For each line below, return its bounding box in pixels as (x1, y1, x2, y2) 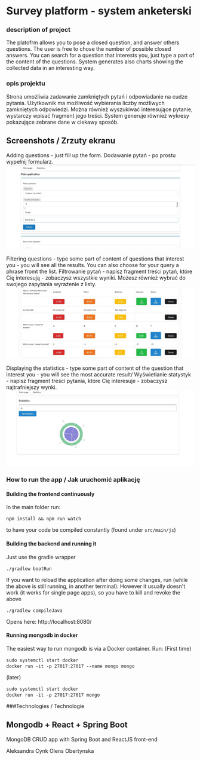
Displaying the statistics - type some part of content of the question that (6, 364, 184, 372)
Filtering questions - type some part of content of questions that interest (6, 255, 184, 262)
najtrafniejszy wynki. (6, 384, 57, 391)
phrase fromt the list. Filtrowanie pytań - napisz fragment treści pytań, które (6, 268, 193, 275)
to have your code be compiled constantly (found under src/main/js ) (6, 526, 176, 534)
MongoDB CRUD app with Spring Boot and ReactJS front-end (6, 736, 158, 743)
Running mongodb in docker (6, 632, 78, 639)
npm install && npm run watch (6, 516, 82, 522)
